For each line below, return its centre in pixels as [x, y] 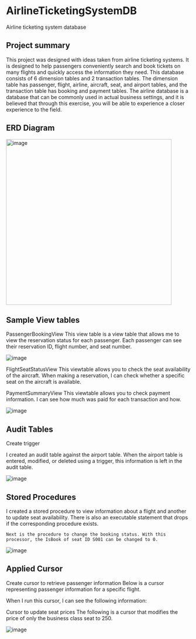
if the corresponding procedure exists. [52, 524]
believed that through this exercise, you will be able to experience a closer [96, 103]
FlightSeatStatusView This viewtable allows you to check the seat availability [98, 369]
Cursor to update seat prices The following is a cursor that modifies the [92, 612]
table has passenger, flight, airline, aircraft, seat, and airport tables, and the [97, 84]
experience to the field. [34, 109]
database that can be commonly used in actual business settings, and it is [95, 97]
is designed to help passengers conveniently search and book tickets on [93, 66]
